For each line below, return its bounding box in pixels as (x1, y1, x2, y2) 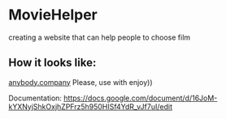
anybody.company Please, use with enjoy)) (8, 77, 153, 87)
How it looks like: (8, 56, 97, 70)
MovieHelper (8, 6, 98, 24)
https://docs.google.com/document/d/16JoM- (63, 93, 218, 103)
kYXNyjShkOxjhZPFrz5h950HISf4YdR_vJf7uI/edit (8, 101, 173, 111)
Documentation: (8, 93, 63, 103)
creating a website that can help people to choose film (8, 32, 191, 42)
